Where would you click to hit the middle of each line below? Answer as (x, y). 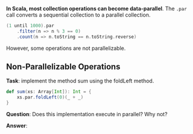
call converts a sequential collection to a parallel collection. (78, 15)
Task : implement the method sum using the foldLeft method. (80, 81)
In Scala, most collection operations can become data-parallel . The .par (96, 9)
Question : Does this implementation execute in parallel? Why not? (87, 114)
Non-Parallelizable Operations (63, 67)
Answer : (17, 126)
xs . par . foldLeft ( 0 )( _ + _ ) (50, 97)
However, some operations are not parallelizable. (66, 48)
